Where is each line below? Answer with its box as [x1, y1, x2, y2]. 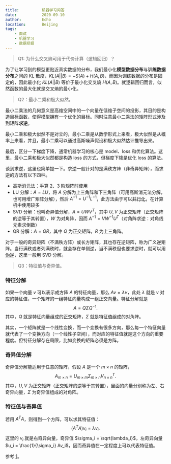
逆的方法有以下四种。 [5, 172, 50, 178]
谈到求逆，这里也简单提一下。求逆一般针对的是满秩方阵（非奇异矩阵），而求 [5, 165, 164, 171]
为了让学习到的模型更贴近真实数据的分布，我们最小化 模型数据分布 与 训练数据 [5, 66, 166, 72]
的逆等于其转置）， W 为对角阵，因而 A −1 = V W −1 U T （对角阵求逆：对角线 [12, 214, 164, 222]
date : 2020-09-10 [5, 12, 65, 17]
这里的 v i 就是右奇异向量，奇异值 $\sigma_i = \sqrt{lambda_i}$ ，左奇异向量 [5, 435, 163, 443]
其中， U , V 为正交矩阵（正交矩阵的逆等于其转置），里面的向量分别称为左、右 [5, 383, 164, 389]
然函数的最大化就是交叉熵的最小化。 [5, 85, 81, 92]
